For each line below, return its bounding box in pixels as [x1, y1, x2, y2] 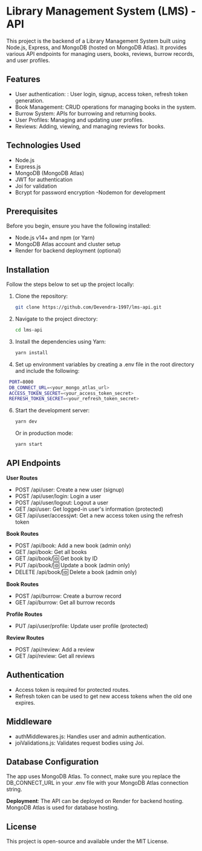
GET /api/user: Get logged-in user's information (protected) [15, 505, 164, 513]
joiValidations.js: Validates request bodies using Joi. [15, 739, 144, 747]
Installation [6, 264, 50, 275]
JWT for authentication [15, 176, 73, 183]
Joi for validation [15, 182, 57, 190]
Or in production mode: [15, 429, 74, 437]
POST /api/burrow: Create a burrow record [15, 592, 122, 600]
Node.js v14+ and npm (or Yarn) [15, 234, 95, 241]
